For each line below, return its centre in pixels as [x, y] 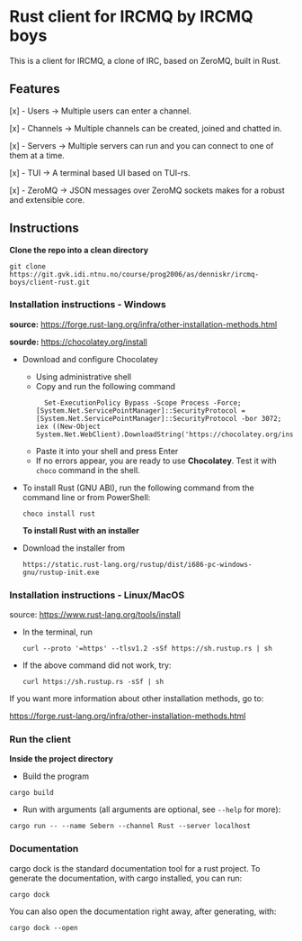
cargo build [31, 793]
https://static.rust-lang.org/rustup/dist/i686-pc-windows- [137, 564]
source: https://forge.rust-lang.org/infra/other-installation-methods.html [143, 324]
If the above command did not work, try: [97, 665]
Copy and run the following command [106, 386]
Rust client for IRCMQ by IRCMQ [131, 17]
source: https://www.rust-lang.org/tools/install [95, 615]
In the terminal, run [57, 632]
